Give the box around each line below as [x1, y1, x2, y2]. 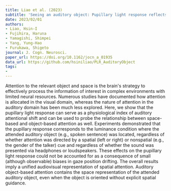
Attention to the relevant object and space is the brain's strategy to [5, 83, 146, 89]
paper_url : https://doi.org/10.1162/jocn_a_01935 [5, 54, 113, 60]
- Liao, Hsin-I [5, 26, 38, 31]
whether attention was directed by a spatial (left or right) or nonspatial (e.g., [5, 137, 164, 143]
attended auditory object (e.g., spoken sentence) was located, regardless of [5, 132, 165, 137]
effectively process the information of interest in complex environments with [5, 88, 165, 94]
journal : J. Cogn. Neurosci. [5, 50, 67, 55]
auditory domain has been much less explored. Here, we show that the [5, 105, 154, 110]
